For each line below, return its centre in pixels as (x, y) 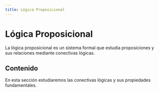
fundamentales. (21, 85)
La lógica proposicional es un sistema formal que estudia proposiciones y (79, 48)
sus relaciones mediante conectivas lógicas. (50, 53)
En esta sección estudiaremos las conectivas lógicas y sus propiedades (78, 80)
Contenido (22, 68)
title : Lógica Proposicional (35, 10)
